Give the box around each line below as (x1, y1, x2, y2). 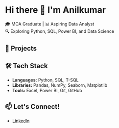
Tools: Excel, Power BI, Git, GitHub (12, 88, 82, 94)
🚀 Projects (5, 44, 37, 53)
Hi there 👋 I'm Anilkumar (5, 4, 106, 16)
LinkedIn (12, 118, 30, 124)
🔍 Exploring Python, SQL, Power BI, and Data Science (5, 28, 115, 34)
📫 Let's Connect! (5, 102, 60, 111)
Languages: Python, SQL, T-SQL (12, 77, 79, 83)
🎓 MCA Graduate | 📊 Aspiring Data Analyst (5, 21, 95, 26)
